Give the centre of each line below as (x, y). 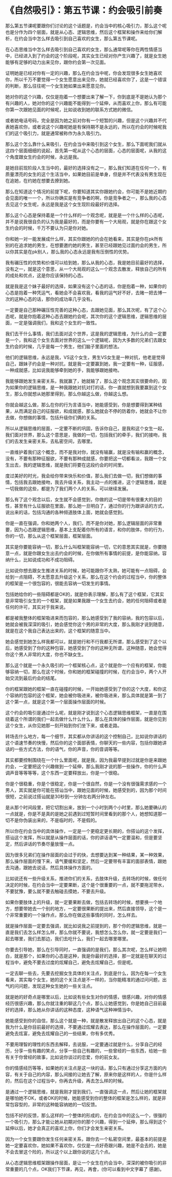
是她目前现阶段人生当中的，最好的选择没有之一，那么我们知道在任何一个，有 (86, 167)
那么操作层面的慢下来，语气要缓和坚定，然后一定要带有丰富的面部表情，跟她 (86, 861)
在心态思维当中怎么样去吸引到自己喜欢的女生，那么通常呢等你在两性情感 (81, 49)
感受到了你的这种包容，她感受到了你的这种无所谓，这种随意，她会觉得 (93, 648)
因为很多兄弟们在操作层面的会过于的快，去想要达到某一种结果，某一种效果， (86, 855)
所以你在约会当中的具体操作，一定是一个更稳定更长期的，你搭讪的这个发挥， (86, 831)
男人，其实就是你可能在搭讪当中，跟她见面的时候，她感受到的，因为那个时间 (86, 790)
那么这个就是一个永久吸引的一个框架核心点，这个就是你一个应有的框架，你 (84, 665)
